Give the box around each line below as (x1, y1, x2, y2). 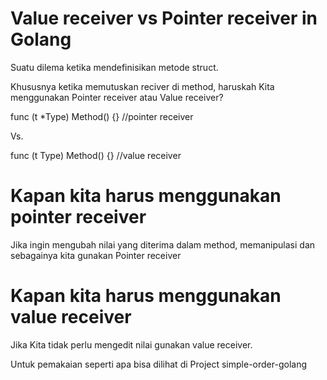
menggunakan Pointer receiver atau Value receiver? (10, 91, 224, 103)
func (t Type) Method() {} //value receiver (10, 149, 182, 161)
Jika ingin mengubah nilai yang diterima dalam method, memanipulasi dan (10, 238, 316, 251)
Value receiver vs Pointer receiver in (10, 7, 318, 30)
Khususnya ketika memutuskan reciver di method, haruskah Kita (10, 80, 275, 92)
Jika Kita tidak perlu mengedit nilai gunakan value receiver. (10, 338, 253, 351)
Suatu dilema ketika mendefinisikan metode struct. (10, 61, 219, 73)
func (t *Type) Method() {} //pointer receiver (10, 110, 194, 122)
